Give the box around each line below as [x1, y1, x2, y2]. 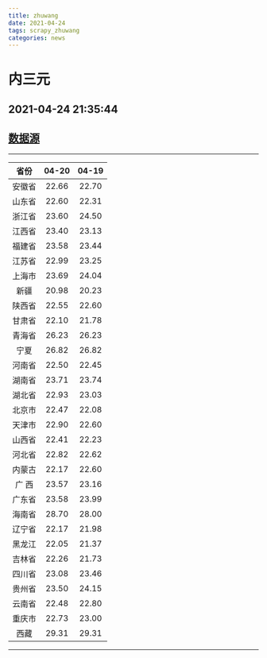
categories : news [8, 33, 66, 42]
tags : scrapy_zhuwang [8, 26, 80, 34]
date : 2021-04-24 [8, 19, 66, 27]
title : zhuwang [8, 11, 59, 20]
